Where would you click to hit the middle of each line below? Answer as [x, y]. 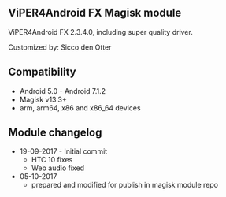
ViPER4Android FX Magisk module [95, 13]
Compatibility [42, 72]
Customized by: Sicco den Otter [60, 47]
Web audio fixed [58, 168]
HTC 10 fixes [52, 160]
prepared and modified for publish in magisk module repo [125, 185]
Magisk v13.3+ [43, 99]
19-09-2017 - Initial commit [63, 151]
